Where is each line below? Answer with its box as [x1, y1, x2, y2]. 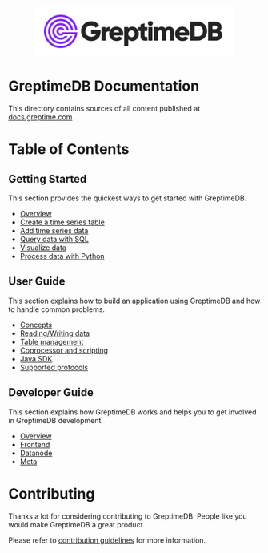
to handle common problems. [8, 304, 106, 314]
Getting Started [8, 172, 87, 186]
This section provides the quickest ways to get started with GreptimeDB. [8, 193, 247, 203]
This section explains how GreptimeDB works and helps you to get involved [8, 407, 258, 417]
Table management [19, 337, 84, 346]
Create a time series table [19, 217, 106, 227]
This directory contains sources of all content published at [8, 103, 201, 113]
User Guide [8, 275, 66, 289]
